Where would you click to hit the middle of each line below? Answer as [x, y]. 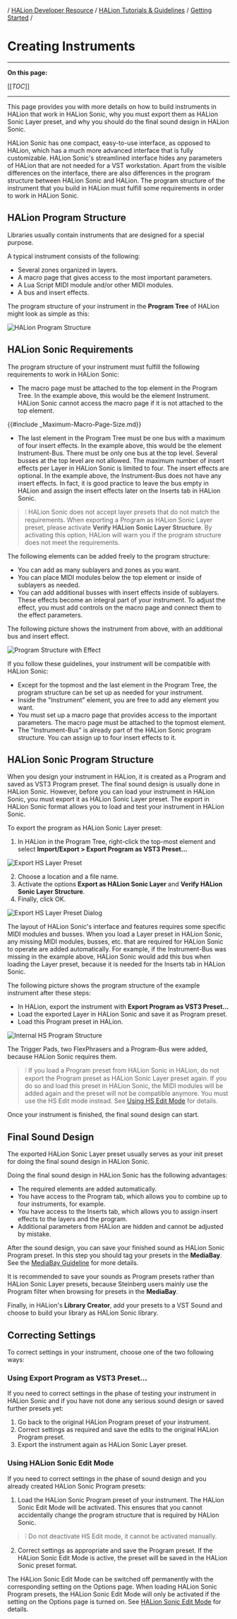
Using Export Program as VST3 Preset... [78, 1378]
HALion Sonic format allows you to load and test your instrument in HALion [116, 807]
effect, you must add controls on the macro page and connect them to [120, 607]
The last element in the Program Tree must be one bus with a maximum [121, 437]
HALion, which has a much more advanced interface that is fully [101, 150]
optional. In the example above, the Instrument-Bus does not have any [120, 475]
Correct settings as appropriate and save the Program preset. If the [115, 1550]
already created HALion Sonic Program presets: [77, 1486]
